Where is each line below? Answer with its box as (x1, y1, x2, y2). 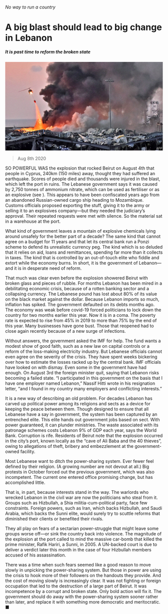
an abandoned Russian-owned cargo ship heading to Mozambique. (5, 197, 144, 203)
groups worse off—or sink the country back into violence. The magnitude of (5, 531, 161, 537)
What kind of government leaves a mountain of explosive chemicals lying (5, 228, 156, 234)
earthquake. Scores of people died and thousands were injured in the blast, (5, 176, 160, 182)
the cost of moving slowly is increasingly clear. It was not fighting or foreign (5, 578, 161, 584)
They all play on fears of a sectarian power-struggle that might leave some (5, 525, 159, 531)
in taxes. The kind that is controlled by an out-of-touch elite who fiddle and (5, 255, 159, 261)
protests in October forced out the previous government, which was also (5, 469, 155, 475)
